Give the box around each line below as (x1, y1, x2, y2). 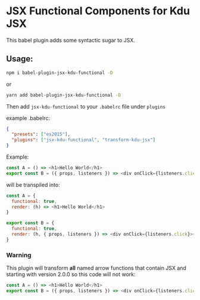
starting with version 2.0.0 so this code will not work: (6, 271, 136, 278)
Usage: (6, 54, 34, 64)
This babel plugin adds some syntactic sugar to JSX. (6, 36, 136, 44)
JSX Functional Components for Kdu (6, 4, 190, 18)
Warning (6, 250, 32, 259)
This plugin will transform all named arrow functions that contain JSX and (6, 264, 186, 272)
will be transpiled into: (6, 181, 61, 188)
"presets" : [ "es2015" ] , (11, 131, 70, 138)
